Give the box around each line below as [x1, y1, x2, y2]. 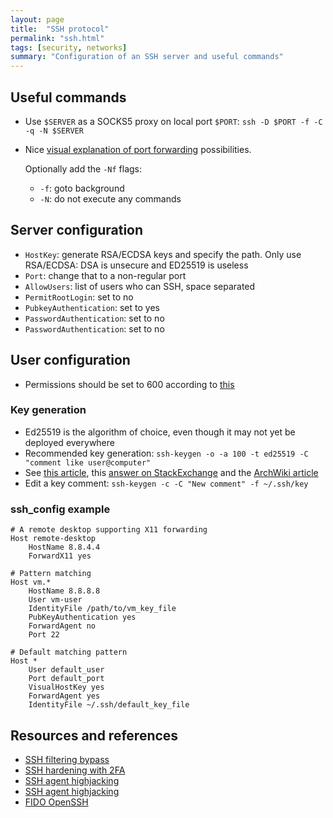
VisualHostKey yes [28, 682, 105, 693]
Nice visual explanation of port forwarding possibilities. [24, 143, 252, 155]
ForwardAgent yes [28, 691, 101, 701]
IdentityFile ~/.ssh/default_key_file [28, 700, 190, 710]
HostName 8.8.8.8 [28, 586, 101, 596]
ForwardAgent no [28, 621, 97, 631]
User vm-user [28, 595, 83, 605]
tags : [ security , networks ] [10, 42, 128, 53]
